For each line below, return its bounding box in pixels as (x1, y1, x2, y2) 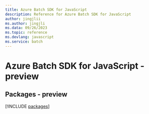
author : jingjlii (5, 16, 41, 21)
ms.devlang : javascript (5, 35, 54, 40)
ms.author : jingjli (5, 21, 45, 26)
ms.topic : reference (5, 30, 48, 35)
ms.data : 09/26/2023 (5, 26, 48, 30)
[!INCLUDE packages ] (5, 103, 50, 109)
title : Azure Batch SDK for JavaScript (5, 7, 87, 12)
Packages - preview (5, 90, 68, 99)
